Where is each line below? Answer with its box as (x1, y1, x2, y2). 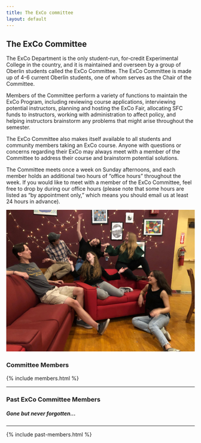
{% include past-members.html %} (6, 430, 92, 438)
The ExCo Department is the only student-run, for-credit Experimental (6, 55, 178, 62)
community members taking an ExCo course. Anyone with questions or (6, 141, 181, 149)
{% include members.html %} (6, 375, 79, 382)
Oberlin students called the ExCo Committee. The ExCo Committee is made (6, 68, 192, 75)
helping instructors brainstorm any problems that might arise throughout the (6, 117, 194, 125)
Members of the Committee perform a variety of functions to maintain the (6, 92, 187, 99)
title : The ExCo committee (6, 10, 74, 16)
